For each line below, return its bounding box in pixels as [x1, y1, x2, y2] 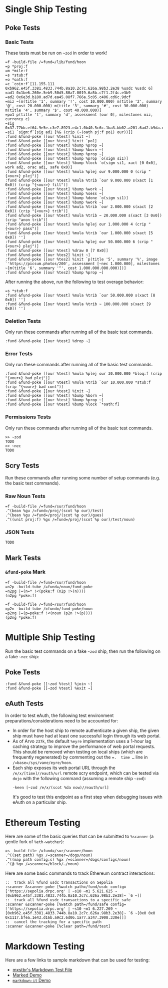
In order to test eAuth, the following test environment [5, 712, 114, 718]
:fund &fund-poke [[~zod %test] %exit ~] [5, 685, 93, 691]
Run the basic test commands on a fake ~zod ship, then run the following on [5, 648, 161, 654]
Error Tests [5, 350, 33, 357]
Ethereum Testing [5, 817, 81, 828]
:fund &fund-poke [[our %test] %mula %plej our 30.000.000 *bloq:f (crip [5, 371, 162, 376]
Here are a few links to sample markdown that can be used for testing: [5, 957, 150, 963]
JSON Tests [5, 529, 34, 536]
